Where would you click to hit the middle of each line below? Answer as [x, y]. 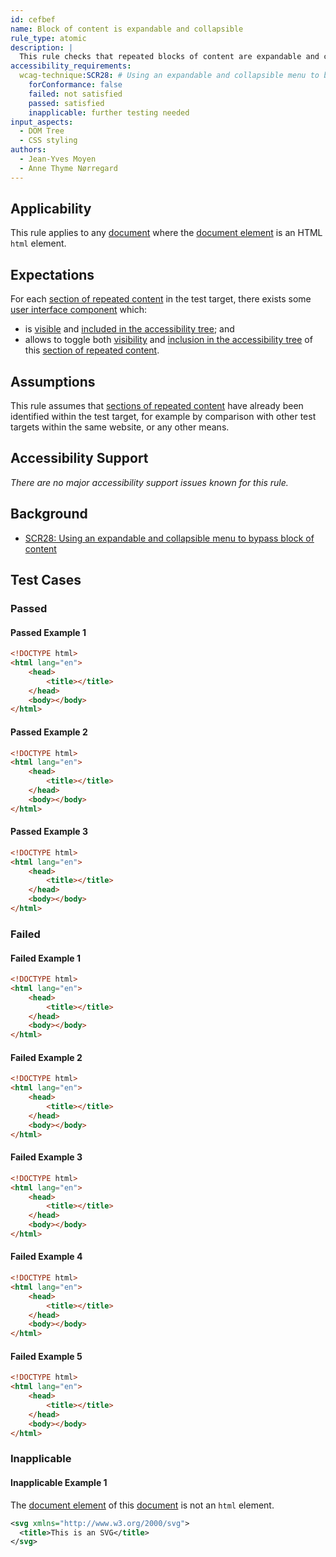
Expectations [52, 274]
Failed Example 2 [46, 1057]
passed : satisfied [66, 103]
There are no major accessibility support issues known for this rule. [149, 482]
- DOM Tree [42, 131]
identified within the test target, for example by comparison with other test [163, 417]
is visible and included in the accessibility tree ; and [129, 329]
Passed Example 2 [49, 732]
